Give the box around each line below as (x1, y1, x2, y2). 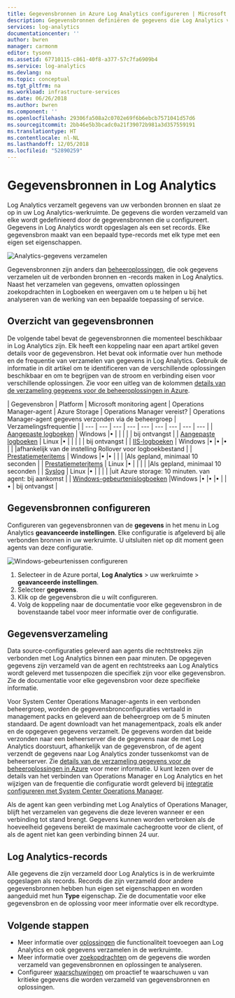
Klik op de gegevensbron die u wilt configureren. (17, 592, 159, 601)
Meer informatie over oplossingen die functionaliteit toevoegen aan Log (17, 938, 224, 946)
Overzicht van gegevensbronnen (7, 315, 154, 327)
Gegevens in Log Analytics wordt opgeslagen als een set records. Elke (7, 222, 211, 232)
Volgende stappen (7, 919, 90, 931)
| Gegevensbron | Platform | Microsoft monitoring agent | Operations (7, 399, 204, 408)
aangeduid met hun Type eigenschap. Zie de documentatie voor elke (7, 892, 206, 900)
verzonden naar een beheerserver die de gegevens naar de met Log (7, 735, 204, 743)
